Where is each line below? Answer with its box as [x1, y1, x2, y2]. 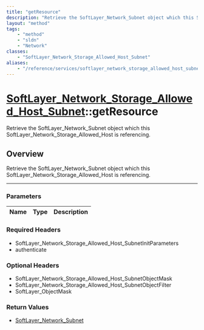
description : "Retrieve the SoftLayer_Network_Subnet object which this [6, 15, 194, 21]
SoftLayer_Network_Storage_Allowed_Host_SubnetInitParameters [15, 239, 179, 247]
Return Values [6, 303, 49, 311]
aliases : [6, 60, 29, 66]
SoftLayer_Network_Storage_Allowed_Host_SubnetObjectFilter [15, 281, 172, 289]
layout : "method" [6, 20, 50, 26]
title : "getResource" [6, 9, 61, 15]
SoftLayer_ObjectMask [15, 288, 72, 295]
